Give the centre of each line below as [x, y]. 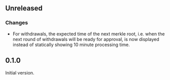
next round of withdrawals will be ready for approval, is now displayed [86, 39]
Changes [17, 23]
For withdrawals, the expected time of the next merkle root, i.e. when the [89, 34]
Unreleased [24, 8]
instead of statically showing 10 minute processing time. [71, 45]
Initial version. [20, 72]
